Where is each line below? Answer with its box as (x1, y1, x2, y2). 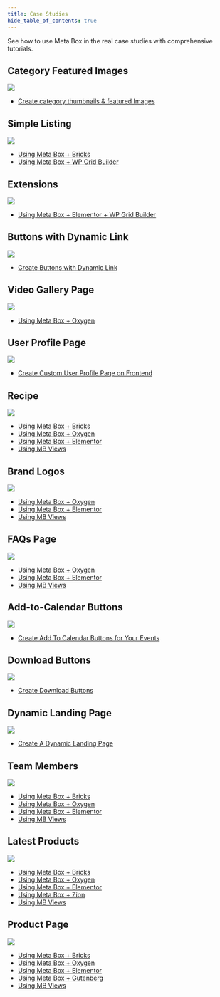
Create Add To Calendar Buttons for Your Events (17, 633, 160, 642)
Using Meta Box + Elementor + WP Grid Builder (17, 210, 157, 219)
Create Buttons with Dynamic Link (17, 263, 117, 271)
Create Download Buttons (17, 687, 94, 695)
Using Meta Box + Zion (17, 890, 85, 899)
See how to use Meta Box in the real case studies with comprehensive (7, 36, 214, 45)
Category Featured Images (7, 65, 129, 77)
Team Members (7, 760, 78, 772)
